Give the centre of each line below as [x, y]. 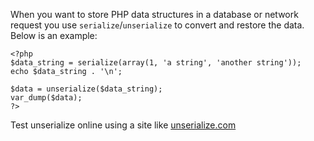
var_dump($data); [46, 98]
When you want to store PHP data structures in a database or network [154, 14]
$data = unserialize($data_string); [86, 89]
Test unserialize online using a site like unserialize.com [123, 125]
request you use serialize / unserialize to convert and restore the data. [157, 25]
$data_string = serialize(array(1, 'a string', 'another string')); [156, 63]
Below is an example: [54, 35]
